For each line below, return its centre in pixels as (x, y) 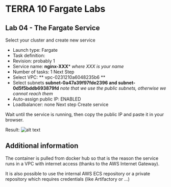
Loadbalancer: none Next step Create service (60, 105)
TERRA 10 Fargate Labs (55, 9)
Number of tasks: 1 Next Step (43, 72)
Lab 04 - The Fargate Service (53, 28)
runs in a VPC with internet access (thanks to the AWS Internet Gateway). (82, 163)
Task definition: (29, 55)
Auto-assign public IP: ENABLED (47, 99)
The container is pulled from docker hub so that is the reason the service (82, 158)
